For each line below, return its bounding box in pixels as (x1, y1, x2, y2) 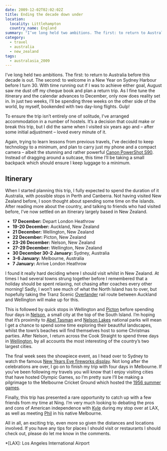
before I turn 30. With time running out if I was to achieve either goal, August (5, 83, 162, 89)
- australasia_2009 (9, 58, 50, 63)
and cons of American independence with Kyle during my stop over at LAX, (5, 405, 160, 411)
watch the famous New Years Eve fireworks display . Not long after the (5, 358, 149, 364)
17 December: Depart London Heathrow (12, 219, 95, 225)
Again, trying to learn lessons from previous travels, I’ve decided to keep (5, 139, 154, 145)
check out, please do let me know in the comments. (5, 431, 111, 437)
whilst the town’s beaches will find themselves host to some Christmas (5, 328, 150, 334)
